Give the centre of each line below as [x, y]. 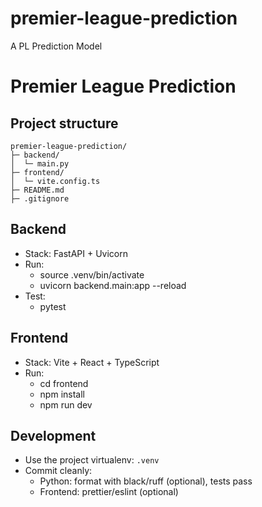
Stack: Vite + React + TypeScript [92, 362]
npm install [62, 394]
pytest [53, 306]
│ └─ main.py [40, 163]
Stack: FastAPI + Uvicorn [76, 253]
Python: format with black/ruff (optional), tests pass [146, 481]
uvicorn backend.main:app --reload [113, 285]
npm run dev [66, 404]
